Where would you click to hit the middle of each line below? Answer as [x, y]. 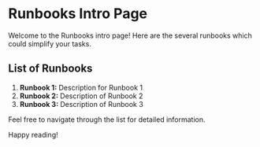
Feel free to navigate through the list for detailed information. [107, 119]
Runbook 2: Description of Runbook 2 [81, 96]
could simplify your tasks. [50, 43]
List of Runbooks [50, 69]
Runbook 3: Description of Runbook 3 [81, 104]
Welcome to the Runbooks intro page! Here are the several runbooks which [130, 35]
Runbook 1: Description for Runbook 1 [81, 87]
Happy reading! [33, 134]
